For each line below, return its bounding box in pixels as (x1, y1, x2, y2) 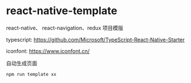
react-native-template (6, 4, 118, 18)
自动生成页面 (6, 59, 37, 67)
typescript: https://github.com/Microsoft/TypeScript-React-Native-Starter (6, 36, 185, 43)
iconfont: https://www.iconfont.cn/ (6, 47, 90, 54)
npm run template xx (6, 71, 57, 77)
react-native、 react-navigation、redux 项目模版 (6, 24, 124, 31)
